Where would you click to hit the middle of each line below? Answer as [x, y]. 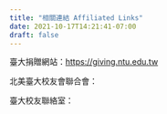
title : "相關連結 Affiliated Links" [76, 18]
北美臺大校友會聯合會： [53, 81]
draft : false [34, 35]
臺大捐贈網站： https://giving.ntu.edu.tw [84, 62]
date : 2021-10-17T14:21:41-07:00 [73, 26]
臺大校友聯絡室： [42, 100]
